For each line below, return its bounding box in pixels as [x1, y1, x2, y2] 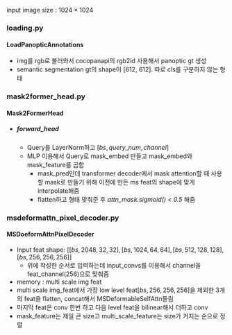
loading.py [6, 23, 44, 33]
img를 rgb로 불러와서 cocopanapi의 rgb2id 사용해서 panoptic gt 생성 [16, 57, 207, 65]
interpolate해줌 [37, 187, 80, 195]
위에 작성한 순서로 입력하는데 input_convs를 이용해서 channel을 [26, 261, 201, 269]
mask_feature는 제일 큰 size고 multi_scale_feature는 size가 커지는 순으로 [16, 311, 219, 320]
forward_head [16, 125, 60, 133]
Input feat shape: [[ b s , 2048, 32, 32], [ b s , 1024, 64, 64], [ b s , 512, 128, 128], [16, 246, 224, 254]
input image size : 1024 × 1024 [6, 6, 94, 14]
